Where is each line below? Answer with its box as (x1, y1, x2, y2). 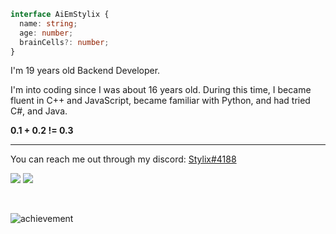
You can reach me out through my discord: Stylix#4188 (10, 153, 237, 165)
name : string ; (19, 18, 78, 29)
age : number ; (19, 28, 74, 38)
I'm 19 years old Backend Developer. (10, 65, 161, 77)
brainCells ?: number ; (19, 37, 110, 47)
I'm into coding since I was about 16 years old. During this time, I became (10, 84, 312, 96)
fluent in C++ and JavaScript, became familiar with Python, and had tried (10, 95, 311, 107)
